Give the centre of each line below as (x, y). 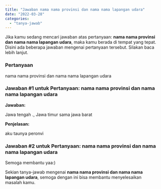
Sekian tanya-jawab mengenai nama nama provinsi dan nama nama (74, 172)
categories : (17, 19)
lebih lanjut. (17, 53)
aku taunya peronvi (24, 133)
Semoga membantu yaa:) (30, 163)
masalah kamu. (20, 183)
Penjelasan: (17, 124)
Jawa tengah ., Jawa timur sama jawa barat (49, 114)
